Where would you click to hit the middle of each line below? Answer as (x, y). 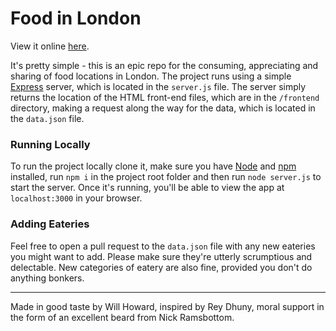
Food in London (76, 18)
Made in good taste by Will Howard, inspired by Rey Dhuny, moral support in (167, 306)
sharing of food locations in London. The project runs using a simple (151, 76)
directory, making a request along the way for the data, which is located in (163, 108)
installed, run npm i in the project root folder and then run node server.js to (166, 177)
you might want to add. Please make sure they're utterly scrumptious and (161, 256)
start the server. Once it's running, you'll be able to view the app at (147, 188)
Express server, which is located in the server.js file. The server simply (158, 86)
